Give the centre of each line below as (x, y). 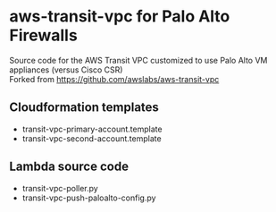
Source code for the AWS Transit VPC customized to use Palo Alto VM (138, 60)
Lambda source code (69, 167)
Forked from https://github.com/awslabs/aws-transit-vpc (114, 79)
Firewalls (43, 35)
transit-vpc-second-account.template (92, 138)
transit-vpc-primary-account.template (92, 129)
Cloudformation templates (84, 108)
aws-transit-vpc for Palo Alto (120, 17)
